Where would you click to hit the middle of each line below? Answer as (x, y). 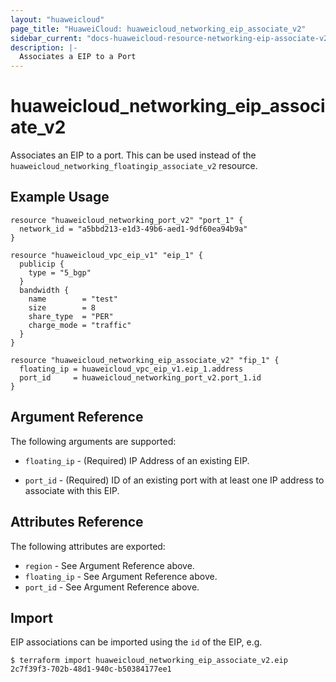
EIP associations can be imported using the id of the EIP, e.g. (136, 642)
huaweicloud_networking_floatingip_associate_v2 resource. (134, 166)
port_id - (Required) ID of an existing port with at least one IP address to (174, 480)
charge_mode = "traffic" (80, 325)
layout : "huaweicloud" (57, 19)
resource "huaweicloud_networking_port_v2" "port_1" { (127, 220)
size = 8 (62, 307)
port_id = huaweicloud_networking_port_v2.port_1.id (140, 377)
